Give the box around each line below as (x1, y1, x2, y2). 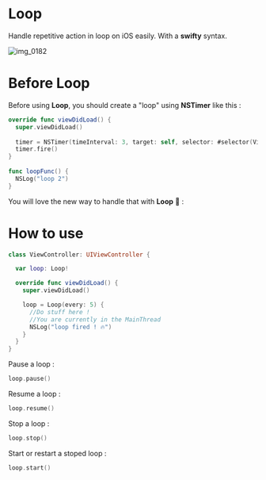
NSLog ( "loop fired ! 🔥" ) (28, 323, 112, 331)
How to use (8, 224, 84, 242)
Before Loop (8, 75, 90, 92)
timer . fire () (15, 145, 59, 153)
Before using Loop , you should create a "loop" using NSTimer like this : (8, 100, 241, 109)
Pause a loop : (8, 359, 55, 369)
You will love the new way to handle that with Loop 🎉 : (8, 196, 184, 206)
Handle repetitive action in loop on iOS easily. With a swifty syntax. (8, 31, 227, 40)
